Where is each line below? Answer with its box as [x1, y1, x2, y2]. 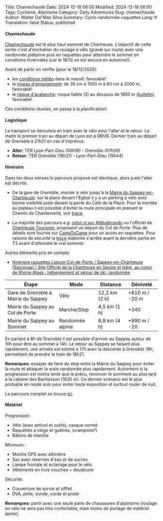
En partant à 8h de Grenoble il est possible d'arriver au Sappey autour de [5, 336, 151, 341]
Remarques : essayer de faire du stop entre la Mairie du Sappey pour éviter [5, 360, 155, 366]
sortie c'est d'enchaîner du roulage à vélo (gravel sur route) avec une [5, 47, 143, 53]
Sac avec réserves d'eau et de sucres [12, 456, 88, 462]
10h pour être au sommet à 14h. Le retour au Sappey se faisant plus [5, 341, 140, 347]
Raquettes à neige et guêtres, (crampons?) [12, 427, 98, 433]
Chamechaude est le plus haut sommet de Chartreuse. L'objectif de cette [5, 41, 151, 48]
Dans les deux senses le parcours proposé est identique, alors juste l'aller [5, 175, 153, 180]
